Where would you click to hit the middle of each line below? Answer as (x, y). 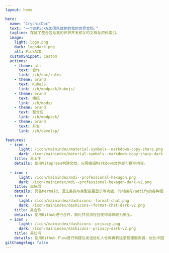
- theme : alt (28, 66)
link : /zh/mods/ (35, 103)
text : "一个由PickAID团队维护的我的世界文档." (54, 28)
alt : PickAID (28, 51)
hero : (11, 19)
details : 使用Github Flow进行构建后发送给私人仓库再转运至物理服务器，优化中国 (89, 238)
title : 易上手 (28, 159)
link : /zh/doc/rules (40, 75)
